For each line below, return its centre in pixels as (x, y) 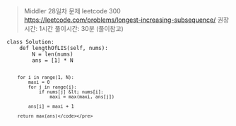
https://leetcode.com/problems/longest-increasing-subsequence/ (120, 20)
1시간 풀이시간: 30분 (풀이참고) (82, 29)
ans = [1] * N (53, 61)
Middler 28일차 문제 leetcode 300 (72, 11)
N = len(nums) (53, 54)
